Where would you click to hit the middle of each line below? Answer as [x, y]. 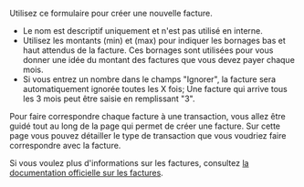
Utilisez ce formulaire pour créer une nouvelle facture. [111, 13]
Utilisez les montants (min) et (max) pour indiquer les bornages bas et [154, 41]
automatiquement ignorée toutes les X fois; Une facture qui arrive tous [155, 89]
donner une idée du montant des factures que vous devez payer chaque [158, 60]
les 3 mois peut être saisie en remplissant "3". [109, 99]
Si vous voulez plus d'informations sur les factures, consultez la [129, 163]
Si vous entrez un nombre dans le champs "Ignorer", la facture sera [149, 79]
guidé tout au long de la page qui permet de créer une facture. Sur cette [145, 126]
